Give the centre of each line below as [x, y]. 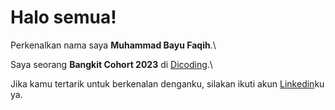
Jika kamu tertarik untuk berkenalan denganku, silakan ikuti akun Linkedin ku [167, 83]
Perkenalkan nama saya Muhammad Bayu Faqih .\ [113, 45]
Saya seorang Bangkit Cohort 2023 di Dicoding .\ [111, 64]
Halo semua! [63, 17]
